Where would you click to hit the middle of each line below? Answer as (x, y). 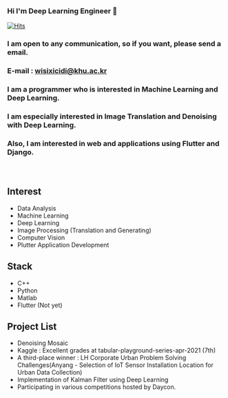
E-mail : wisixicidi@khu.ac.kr (57, 71)
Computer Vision (41, 238)
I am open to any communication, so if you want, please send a (114, 44)
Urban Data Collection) (50, 373)
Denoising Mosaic (43, 343)
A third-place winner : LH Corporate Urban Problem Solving (102, 358)
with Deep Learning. (42, 125)
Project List (32, 326)
